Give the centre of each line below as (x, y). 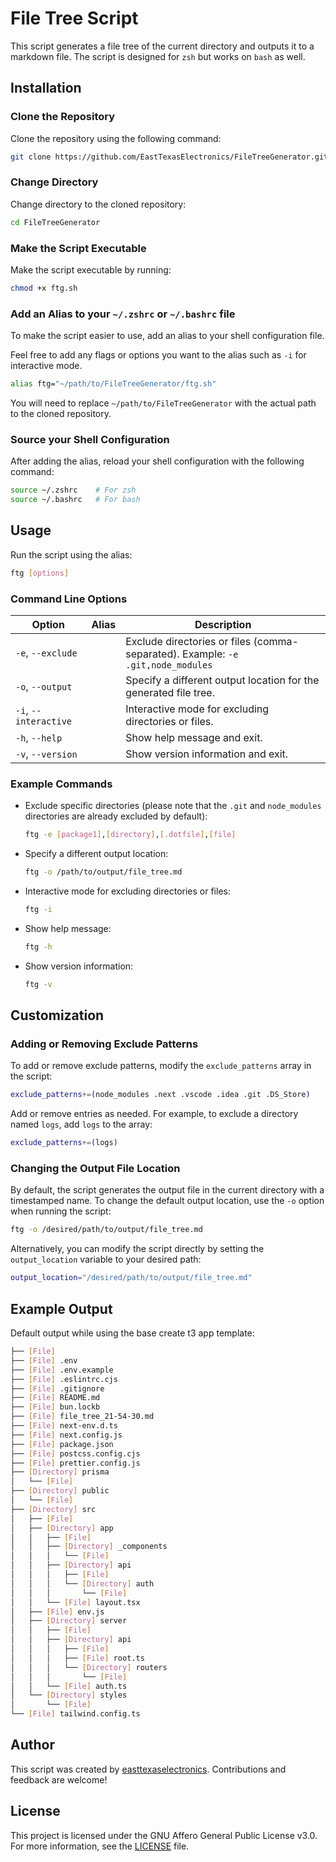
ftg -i (38, 910)
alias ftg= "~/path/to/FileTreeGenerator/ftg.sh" (113, 384)
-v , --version (46, 754)
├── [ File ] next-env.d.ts (64, 1426)
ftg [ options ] (40, 573)
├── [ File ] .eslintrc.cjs (64, 1379)
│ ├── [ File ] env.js (57, 1612)
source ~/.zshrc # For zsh (73, 490)
